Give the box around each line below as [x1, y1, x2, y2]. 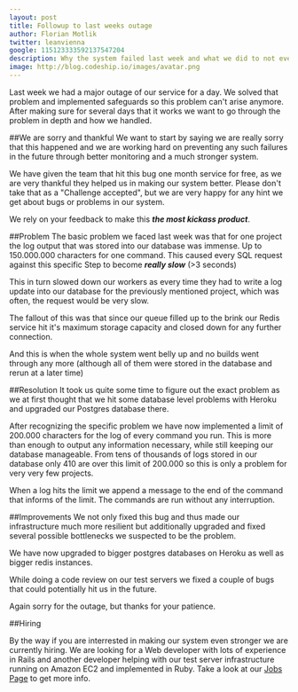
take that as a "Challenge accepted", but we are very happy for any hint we [9, 187, 284, 198]
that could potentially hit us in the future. [9, 583, 158, 594]
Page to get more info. [9, 672, 91, 683]
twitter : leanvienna [9, 37, 86, 47]
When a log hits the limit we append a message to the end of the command [9, 484, 284, 495]
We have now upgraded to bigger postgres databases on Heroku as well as [9, 547, 285, 558]
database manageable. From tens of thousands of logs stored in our [9, 449, 257, 460]
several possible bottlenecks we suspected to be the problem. [9, 530, 237, 541]
